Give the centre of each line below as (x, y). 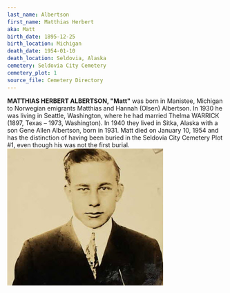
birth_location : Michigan (44, 44)
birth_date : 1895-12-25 (41, 37)
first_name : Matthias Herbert (51, 22)
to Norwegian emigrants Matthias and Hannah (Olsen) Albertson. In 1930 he (115, 108)
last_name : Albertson (38, 15)
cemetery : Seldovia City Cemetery (57, 66)
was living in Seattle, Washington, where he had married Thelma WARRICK (113, 115)
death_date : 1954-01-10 (41, 51)
